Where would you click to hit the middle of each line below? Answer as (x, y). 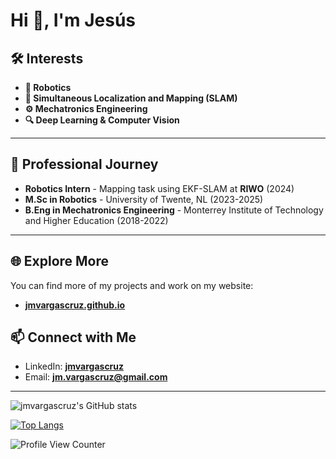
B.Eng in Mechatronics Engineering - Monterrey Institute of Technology (174, 210)
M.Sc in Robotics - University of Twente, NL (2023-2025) (144, 199)
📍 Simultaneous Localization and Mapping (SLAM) (131, 98)
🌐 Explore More (60, 261)
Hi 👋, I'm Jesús (73, 20)
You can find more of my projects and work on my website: (132, 285)
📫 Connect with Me (73, 337)
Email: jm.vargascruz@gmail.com (96, 377)
